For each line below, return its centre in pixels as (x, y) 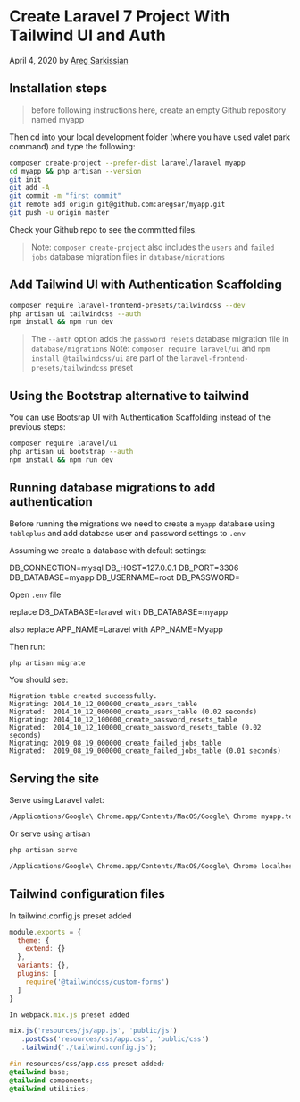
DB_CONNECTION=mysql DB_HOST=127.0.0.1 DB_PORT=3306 (124, 568)
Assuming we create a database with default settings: (108, 550)
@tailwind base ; (39, 1072)
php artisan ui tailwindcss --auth (75, 314)
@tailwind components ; (51, 1081)
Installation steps (58, 88)
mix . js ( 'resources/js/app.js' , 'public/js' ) (93, 1031)
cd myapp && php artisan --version (75, 171)
